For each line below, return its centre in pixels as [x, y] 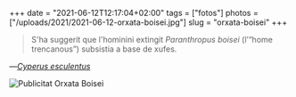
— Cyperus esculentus [50, 66]
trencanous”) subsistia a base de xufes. [104, 49]
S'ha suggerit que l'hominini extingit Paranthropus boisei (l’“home [152, 40]
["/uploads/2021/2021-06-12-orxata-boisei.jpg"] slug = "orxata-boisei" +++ [148, 22]
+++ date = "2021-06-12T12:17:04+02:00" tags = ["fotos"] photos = [134, 13]
